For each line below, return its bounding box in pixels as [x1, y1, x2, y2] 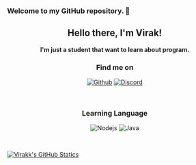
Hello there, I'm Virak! [67, 27, 163, 39]
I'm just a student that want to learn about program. [40, 45, 190, 53]
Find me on [96, 62, 134, 72]
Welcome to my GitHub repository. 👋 [7, 6, 130, 16]
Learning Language [81, 108, 148, 118]
